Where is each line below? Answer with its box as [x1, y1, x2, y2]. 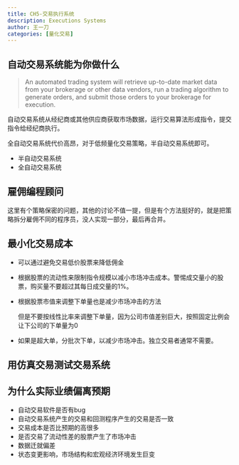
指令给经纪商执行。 [7, 124, 64, 132]
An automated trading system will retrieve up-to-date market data [24, 77, 218, 86]
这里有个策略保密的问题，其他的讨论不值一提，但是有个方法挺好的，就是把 [7, 205, 225, 214]
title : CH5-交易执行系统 [7, 10, 75, 18]
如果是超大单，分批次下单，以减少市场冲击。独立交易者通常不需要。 [17, 336, 218, 345]
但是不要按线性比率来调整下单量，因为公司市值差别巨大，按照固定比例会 [17, 312, 230, 321]
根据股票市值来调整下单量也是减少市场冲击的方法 [17, 296, 161, 306]
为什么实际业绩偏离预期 [7, 385, 110, 397]
